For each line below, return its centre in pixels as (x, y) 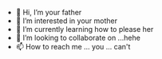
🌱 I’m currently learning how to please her (85, 29)
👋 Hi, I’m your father (49, 12)
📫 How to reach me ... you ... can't (73, 47)
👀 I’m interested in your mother (67, 21)
